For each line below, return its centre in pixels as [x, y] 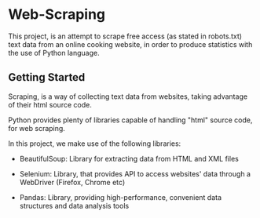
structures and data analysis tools [74, 205]
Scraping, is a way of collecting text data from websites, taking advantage [128, 96]
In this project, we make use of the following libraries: [95, 144]
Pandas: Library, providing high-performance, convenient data [121, 197]
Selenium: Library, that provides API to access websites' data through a [135, 173]
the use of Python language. [54, 53]
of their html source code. [50, 104]
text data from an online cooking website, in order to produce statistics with [130, 44]
